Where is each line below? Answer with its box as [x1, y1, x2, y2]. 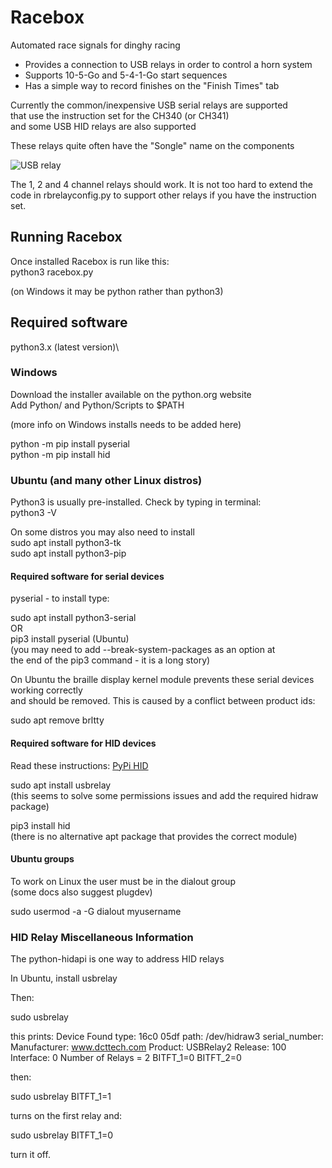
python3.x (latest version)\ [10, 341, 120, 353]
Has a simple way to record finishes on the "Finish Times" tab [24, 79, 280, 91]
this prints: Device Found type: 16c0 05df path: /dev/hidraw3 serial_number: [10, 1031, 324, 1043]
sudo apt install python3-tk [10, 537, 122, 549]
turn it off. [10, 1149, 51, 1161]
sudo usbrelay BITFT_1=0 [10, 1129, 113, 1141]
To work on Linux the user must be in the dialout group [10, 875, 236, 887]
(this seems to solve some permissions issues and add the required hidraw [10, 789, 319, 801]
